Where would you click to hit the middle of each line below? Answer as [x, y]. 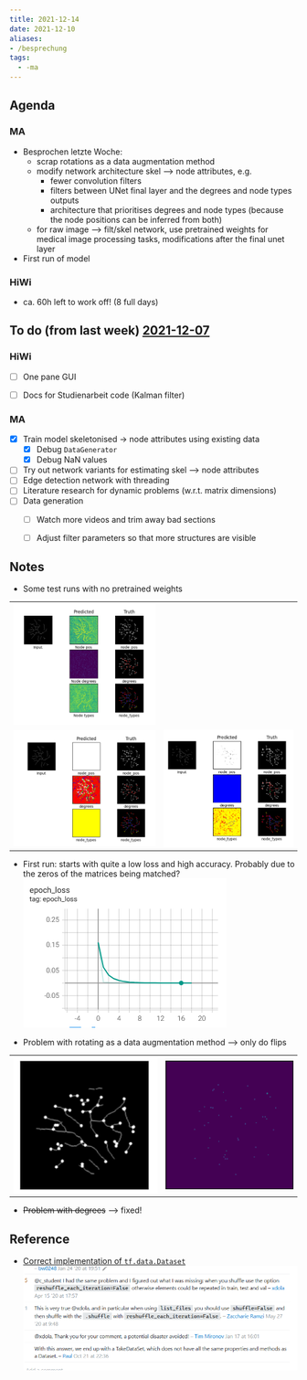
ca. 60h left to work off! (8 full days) [90, 302]
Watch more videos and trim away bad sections [126, 519]
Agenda [32, 106]
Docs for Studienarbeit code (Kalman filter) [104, 395]
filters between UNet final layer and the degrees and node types [171, 190]
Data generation [53, 501]
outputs [64, 200]
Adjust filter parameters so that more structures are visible [146, 537]
